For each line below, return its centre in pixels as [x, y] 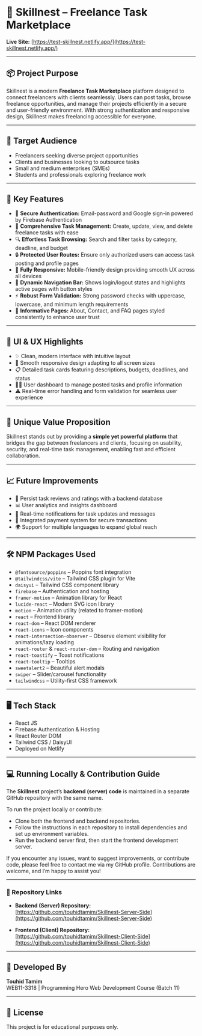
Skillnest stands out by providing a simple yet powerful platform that [92, 436]
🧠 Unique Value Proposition [58, 422]
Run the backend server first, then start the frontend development [96, 840]
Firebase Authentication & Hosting [57, 730]
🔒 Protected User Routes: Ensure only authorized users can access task [105, 255]
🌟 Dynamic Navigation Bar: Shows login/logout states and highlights [100, 282]
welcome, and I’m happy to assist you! [54, 871]
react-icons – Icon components [54, 629]
